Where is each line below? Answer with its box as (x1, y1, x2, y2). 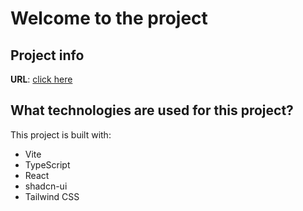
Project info (10, 47, 85, 64)
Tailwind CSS (24, 190, 80, 202)
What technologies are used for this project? (10, 102, 294, 119)
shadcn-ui (24, 180, 68, 192)
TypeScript (24, 158, 71, 171)
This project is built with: (10, 128, 112, 141)
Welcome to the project (10, 7, 208, 30)
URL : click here (10, 73, 73, 85)
